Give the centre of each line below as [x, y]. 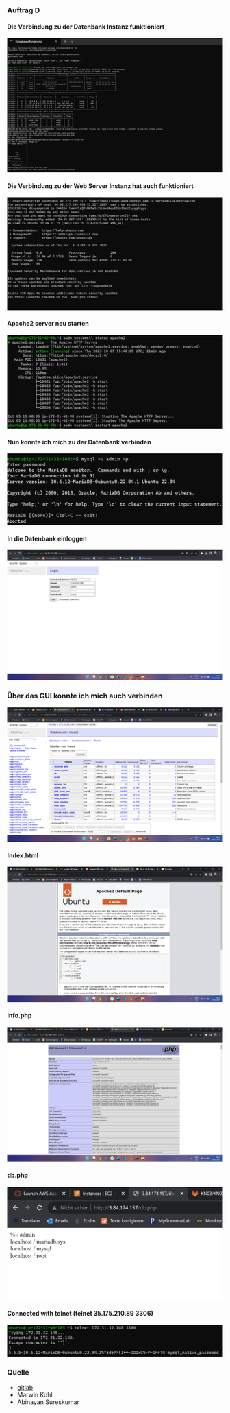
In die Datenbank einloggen [47, 538]
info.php [20, 1016]
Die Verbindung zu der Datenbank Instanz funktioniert [86, 27]
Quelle [18, 1373]
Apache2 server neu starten [48, 324]
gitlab [25, 1387]
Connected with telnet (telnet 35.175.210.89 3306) [80, 1314]
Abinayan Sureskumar [48, 1402]
